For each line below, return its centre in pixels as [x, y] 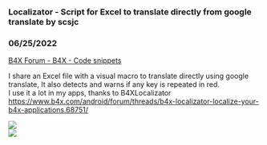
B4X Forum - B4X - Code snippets [65, 61]
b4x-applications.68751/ [49, 110]
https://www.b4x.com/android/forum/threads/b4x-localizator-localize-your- [133, 101]
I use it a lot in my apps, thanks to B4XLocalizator [90, 93]
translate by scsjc [44, 22]
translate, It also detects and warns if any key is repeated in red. [114, 84]
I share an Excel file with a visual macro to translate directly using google [129, 76]
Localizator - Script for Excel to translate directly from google [130, 12]
